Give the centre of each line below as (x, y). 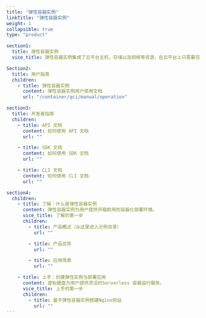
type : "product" (27, 35)
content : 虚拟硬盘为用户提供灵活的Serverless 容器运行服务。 (93, 283)
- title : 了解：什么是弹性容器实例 (57, 204)
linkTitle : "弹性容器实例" (38, 18)
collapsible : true (30, 29)
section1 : (19, 46)
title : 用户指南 (31, 74)
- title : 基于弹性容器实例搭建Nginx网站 (75, 300)
